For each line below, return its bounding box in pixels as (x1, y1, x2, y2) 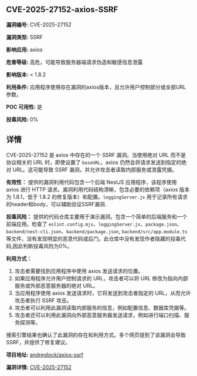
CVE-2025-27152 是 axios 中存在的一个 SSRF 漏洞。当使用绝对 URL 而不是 (6, 151, 186, 158)
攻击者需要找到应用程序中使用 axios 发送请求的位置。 (14, 267, 144, 274)
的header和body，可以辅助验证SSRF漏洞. (6, 200, 107, 207)
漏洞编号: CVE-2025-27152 (6, 21, 72, 28)
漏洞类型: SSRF (6, 33, 43, 41)
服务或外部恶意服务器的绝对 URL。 (14, 282, 98, 289)
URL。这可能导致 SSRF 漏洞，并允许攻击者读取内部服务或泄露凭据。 (12, 166, 178, 173)
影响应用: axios (6, 46, 43, 53)
